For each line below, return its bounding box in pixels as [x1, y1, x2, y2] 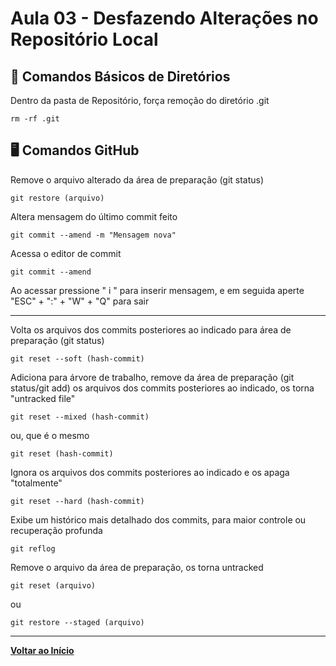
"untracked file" [10, 392, 76, 404]
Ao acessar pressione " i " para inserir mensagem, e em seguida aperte [10, 284, 305, 296]
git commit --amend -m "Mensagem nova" [10, 230, 177, 240]
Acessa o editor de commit [10, 247, 122, 259]
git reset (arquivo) [10, 580, 97, 591]
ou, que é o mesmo [10, 429, 90, 441]
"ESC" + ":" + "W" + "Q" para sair [10, 295, 150, 307]
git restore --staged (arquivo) [10, 617, 145, 627]
